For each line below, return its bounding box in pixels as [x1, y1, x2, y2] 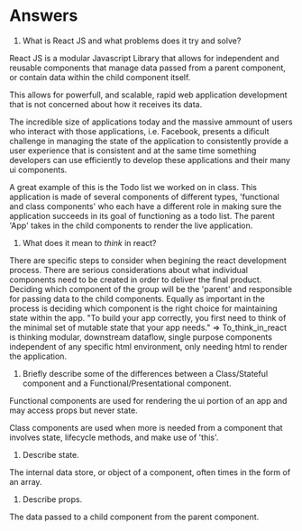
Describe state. [22, 449, 79, 460]
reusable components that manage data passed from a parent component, [9, 62, 287, 73]
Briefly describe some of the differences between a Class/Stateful [22, 368, 269, 379]
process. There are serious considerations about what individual [9, 264, 248, 275]
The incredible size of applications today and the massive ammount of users [9, 116, 293, 127]
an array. [9, 476, 42, 487]
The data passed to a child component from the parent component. [9, 511, 260, 522]
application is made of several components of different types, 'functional [9, 191, 279, 202]
